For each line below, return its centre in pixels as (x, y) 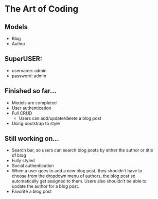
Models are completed (34, 102)
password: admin (29, 76)
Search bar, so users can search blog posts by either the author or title (82, 150)
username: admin (29, 70)
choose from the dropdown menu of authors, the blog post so (73, 176)
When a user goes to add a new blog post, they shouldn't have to (77, 171)
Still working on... (32, 139)
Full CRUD (22, 113)
